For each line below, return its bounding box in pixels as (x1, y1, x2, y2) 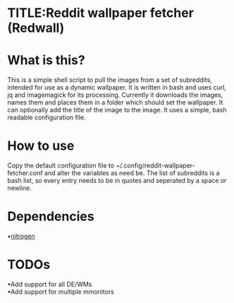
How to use (7, 138, 75, 154)
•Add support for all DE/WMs (7, 280, 92, 288)
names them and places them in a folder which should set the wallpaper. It (7, 98, 223, 107)
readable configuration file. (7, 113, 86, 121)
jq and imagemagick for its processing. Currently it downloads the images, (7, 90, 223, 100)
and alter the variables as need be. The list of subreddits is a (44, 169, 220, 177)
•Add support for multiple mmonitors (7, 287, 114, 296)
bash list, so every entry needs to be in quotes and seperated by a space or (7, 177, 227, 185)
